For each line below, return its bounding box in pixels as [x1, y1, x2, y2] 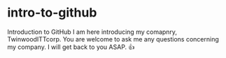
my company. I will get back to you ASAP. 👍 [7, 43, 135, 51]
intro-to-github [7, 5, 97, 21]
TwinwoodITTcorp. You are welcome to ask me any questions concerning [7, 35, 219, 43]
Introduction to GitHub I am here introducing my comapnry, [7, 28, 177, 36]
